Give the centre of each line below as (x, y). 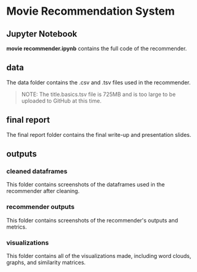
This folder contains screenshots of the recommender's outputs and (92, 220)
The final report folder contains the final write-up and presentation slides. (99, 134)
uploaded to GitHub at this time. (61, 101)
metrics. (17, 227)
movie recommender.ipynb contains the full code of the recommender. (97, 48)
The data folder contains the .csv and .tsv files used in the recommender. (98, 82)
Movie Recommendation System (91, 11)
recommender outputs (40, 207)
